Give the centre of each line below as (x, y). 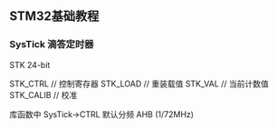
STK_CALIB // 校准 (43, 94)
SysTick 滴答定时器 (52, 45)
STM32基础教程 (54, 16)
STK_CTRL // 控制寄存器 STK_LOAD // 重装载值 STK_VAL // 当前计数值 (139, 84)
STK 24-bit (30, 64)
